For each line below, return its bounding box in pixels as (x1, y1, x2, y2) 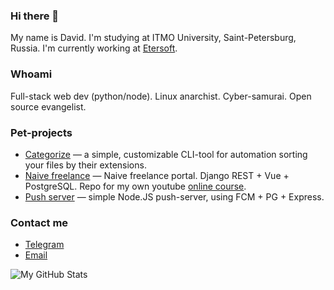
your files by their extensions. (24, 159, 147, 171)
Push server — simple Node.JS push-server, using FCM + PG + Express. (24, 190, 325, 203)
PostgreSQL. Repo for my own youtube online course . (24, 180, 247, 192)
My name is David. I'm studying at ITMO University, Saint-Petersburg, (10, 32, 297, 44)
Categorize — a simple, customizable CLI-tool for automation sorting (24, 148, 308, 160)
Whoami (10, 67, 53, 81)
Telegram (24, 239, 65, 251)
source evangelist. (10, 100, 87, 113)
